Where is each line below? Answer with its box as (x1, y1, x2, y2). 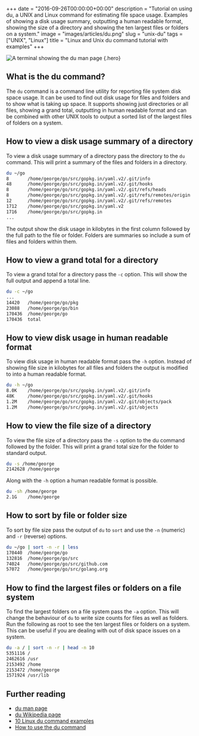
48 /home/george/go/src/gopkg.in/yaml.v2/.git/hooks (6, 181, 153, 187)
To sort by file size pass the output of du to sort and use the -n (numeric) (6, 526, 186, 534)
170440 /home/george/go (6, 550, 68, 556)
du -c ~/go (6, 289, 33, 295)
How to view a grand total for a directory (6, 255, 159, 265)
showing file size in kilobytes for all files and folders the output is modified (6, 364, 188, 372)
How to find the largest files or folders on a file (6, 583, 182, 593)
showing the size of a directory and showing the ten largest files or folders (6, 24, 189, 31)
